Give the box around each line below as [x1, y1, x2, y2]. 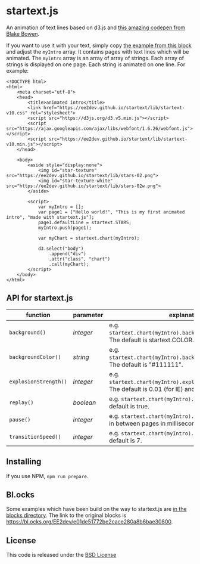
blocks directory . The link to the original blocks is [6, 512, 127, 519]
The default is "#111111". [109, 360, 183, 368]
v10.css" [6, 110, 28, 116]
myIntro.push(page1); [37, 225, 92, 231]
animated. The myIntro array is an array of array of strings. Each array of [6, 54, 185, 61]
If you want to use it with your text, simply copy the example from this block [6, 42, 192, 49]
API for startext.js [6, 293, 73, 303]
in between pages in [109, 419, 166, 427]
